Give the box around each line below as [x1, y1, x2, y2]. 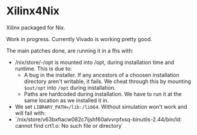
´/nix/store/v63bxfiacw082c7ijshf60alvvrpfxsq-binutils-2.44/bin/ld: [14, 115, 182, 123]
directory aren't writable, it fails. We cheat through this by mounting [23, 78, 191, 85]
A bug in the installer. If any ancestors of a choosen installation [23, 71, 180, 78]
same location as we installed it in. [23, 97, 109, 104]
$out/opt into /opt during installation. [23, 84, 116, 91]
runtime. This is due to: [14, 65, 72, 72]
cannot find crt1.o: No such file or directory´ [14, 122, 124, 129]
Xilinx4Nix [6, 4, 60, 18]
